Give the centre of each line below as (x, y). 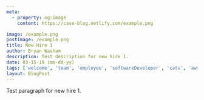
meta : (13, 12)
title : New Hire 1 (29, 45)
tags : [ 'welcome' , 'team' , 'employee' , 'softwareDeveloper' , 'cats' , (96, 68)
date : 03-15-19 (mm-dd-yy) (40, 62)
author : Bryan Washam (34, 51)
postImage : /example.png (38, 40)
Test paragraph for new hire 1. (44, 91)
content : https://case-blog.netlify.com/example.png (85, 23)
